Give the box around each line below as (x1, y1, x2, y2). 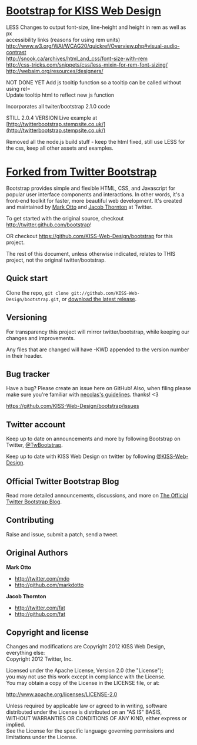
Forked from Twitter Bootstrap (6, 165, 157, 179)
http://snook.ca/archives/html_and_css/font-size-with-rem (6, 55, 148, 62)
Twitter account (6, 420, 66, 430)
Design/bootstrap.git (6, 296, 59, 302)
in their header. (6, 352, 43, 359)
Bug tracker (6, 369, 50, 379)
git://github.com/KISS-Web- (71, 290, 140, 296)
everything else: (6, 650, 45, 657)
